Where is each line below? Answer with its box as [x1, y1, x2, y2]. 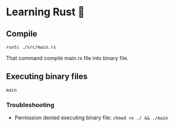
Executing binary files [6, 72, 88, 82]
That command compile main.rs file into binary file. [6, 55, 129, 61]
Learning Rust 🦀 [6, 5, 85, 19]
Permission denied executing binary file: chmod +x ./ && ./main [14, 114, 169, 121]
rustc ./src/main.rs [6, 44, 57, 50]
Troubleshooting [6, 101, 54, 109]
